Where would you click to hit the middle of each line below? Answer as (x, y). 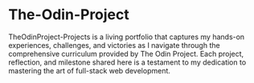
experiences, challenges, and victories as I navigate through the (114, 45)
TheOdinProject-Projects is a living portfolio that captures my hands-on (127, 37)
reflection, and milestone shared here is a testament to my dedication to (127, 62)
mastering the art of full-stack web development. (90, 70)
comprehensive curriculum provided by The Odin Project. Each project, (126, 53)
